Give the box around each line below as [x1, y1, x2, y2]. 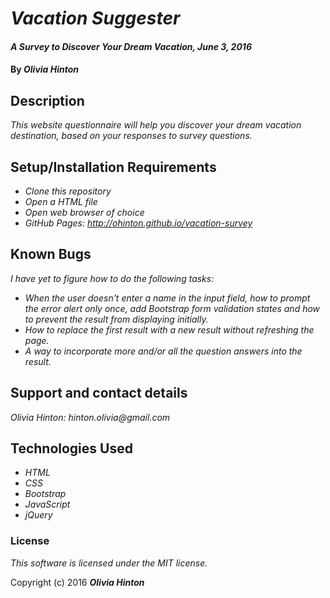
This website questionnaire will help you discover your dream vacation [10, 119, 302, 131]
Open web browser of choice [24, 207, 145, 218]
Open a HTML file [24, 196, 98, 207]
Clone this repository [24, 185, 112, 197]
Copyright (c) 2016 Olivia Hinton [10, 576, 145, 588]
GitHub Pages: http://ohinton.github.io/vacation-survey [24, 217, 253, 229]
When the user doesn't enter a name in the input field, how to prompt [24, 292, 311, 304]
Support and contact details [10, 385, 188, 402]
